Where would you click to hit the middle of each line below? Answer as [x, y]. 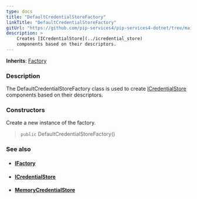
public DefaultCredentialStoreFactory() [68, 134]
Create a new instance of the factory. [51, 123]
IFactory [25, 163]
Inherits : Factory [26, 61]
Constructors [26, 110]
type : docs [19, 11]
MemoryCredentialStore [45, 190]
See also [18, 149]
